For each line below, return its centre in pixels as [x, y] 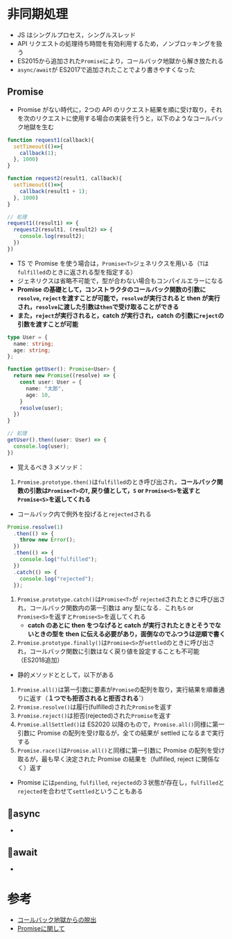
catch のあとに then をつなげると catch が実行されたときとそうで [121, 626]
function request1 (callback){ [51, 140]
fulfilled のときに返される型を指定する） [77, 272]
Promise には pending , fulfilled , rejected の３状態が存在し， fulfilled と [121, 783]
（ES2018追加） [40, 660]
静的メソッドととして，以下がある [65, 675]
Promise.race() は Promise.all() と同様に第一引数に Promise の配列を [115, 751]
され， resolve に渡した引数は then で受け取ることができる [98, 307]
